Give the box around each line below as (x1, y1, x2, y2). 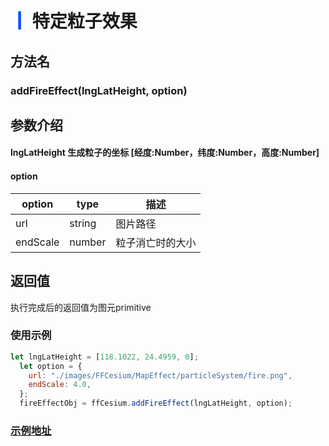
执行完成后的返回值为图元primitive (10, 301, 152, 313)
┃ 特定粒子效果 (10, 10, 138, 33)
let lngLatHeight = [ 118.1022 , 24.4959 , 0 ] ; (10, 352, 199, 362)
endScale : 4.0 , (28, 380, 92, 390)
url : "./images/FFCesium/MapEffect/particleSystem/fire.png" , (28, 370, 293, 381)
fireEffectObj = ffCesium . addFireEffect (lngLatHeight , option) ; (19, 398, 293, 409)
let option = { (19, 361, 83, 371)
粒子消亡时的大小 (115, 235, 197, 249)
